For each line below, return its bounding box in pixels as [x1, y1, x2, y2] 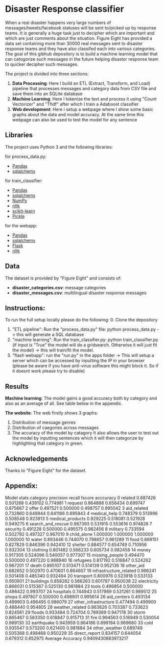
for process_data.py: [5, 153, 47, 159]
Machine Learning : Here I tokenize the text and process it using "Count [12, 96, 157, 101]
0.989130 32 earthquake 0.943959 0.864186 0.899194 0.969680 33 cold [5, 620, 153, 625]
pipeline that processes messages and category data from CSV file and [12, 85, 157, 91]
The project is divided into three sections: [5, 71, 89, 76]
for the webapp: [5, 223, 38, 228]
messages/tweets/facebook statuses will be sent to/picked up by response [5, 25, 157, 30]
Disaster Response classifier [5, 3, 124, 15]
